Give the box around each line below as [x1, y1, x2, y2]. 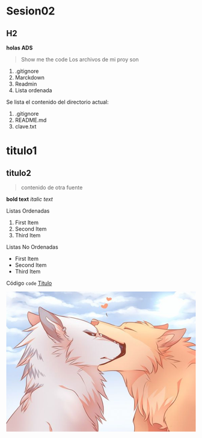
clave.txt [14, 123, 37, 130]
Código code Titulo [6, 280, 52, 287]
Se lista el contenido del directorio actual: [6, 98, 109, 105]
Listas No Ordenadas [6, 243, 58, 251]
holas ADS [6, 44, 33, 51]
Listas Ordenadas [6, 207, 50, 214]
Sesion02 [6, 4, 55, 18]
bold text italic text [6, 196, 53, 202]
